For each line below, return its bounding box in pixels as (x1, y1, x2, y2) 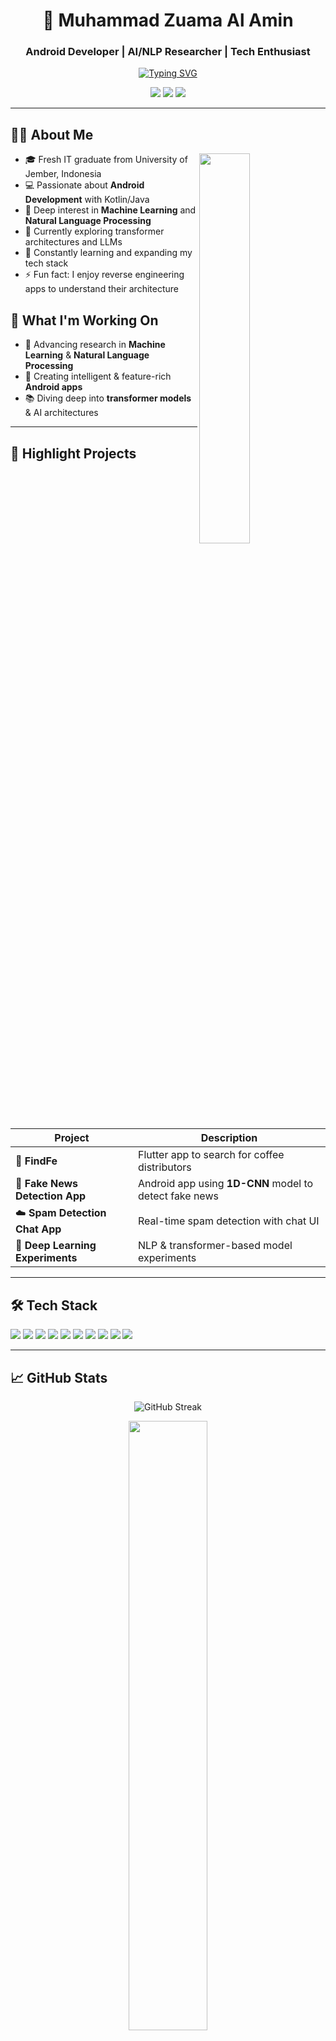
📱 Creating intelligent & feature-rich (24, 370, 172, 383)
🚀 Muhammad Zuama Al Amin (42, 9, 294, 32)
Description (200, 1131, 258, 1145)
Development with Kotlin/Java (24, 194, 150, 206)
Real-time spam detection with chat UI (138, 1214, 320, 1228)
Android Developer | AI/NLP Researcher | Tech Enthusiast (25, 45, 311, 59)
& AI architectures (24, 407, 99, 419)
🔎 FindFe (15, 1154, 58, 1168)
